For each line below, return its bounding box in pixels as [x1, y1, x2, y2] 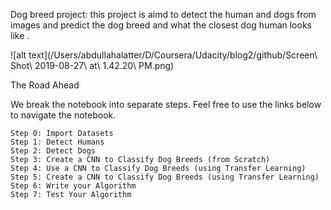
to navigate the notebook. [10, 109, 117, 121]
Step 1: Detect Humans [10, 137, 105, 147]
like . [10, 30, 30, 41]
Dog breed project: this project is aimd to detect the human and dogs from [10, 9, 317, 20]
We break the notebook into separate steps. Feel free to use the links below [10, 99, 322, 110]
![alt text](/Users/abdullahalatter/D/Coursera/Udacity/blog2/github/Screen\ [10, 49, 318, 61]
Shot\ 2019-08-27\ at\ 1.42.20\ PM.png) [10, 60, 175, 71]
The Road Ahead [10, 79, 80, 91]
